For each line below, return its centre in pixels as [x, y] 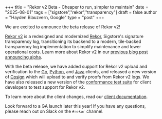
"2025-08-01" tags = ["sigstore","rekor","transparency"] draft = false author [81, 12]
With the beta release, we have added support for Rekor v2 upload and [76, 66]
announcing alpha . [24, 57]
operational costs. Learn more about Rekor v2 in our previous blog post [77, 52]
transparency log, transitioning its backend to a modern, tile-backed [73, 41]
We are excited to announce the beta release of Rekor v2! [63, 27]
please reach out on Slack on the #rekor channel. [54, 111]
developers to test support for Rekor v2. [45, 87]
